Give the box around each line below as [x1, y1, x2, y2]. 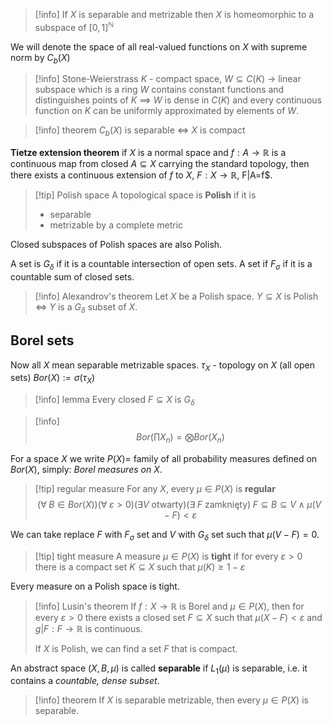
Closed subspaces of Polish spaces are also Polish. [10, 239, 223, 251]
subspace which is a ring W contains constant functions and [34, 84, 285, 96]
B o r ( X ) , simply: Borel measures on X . [10, 463, 163, 475]
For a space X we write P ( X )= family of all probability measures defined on [10, 452, 318, 464]
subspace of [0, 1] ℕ [34, 20, 115, 33]
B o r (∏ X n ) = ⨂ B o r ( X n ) [135, 431, 225, 445]
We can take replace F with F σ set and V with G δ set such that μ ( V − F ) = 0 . [10, 528, 320, 543]
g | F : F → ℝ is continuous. [34, 622, 143, 634]
